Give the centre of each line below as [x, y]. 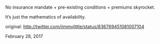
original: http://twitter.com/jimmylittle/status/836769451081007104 [75, 26]
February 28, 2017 [24, 36]
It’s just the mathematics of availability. [46, 17]
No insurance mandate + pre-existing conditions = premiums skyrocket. [80, 7]
